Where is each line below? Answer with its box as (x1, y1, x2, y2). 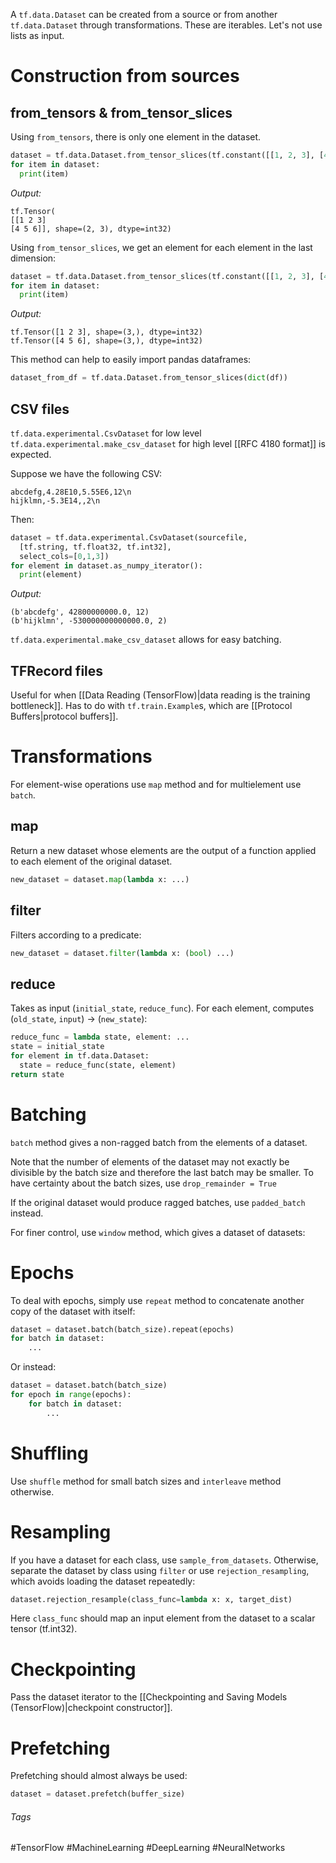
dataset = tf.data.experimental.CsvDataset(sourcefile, (10, 532, 248, 543)
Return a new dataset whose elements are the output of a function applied (10, 844, 317, 856)
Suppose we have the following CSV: (10, 467, 162, 479)
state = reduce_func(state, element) (19, 1060, 177, 1070)
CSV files (10, 400, 70, 418)
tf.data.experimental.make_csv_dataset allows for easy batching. (10, 634, 282, 646)
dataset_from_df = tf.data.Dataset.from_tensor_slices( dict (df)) (10, 373, 288, 383)
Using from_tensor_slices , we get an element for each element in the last (10, 241, 313, 253)
